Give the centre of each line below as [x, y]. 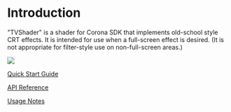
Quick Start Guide [33, 73]
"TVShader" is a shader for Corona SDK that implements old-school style [113, 32]
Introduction [44, 13]
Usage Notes [26, 101]
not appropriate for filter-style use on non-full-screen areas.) [95, 47]
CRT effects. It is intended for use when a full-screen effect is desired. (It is [116, 39]
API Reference [28, 87]
